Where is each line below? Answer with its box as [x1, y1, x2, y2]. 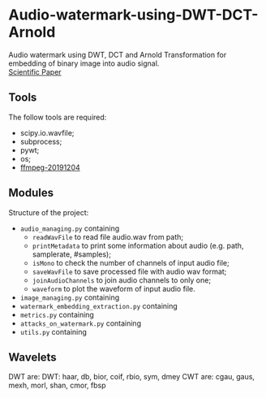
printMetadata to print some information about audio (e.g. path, [32, 240, 244, 250]
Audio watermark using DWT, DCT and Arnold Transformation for [8, 50, 227, 59]
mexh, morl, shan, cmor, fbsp [8, 380, 107, 391]
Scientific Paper [8, 67, 62, 76]
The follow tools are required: [8, 112, 107, 122]
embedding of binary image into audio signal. [8, 58, 160, 68]
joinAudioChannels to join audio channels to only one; [32, 275, 212, 285]
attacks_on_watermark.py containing [19, 318, 142, 328]
